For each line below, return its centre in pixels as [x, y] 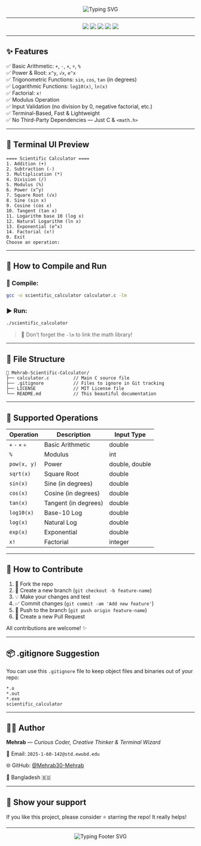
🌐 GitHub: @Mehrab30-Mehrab [45, 765]
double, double [130, 464]
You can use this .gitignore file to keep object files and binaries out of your [100, 671]
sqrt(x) [20, 474]
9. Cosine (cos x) [29, 206]
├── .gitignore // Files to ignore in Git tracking [85, 384]
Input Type [130, 434]
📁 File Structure [36, 359]
